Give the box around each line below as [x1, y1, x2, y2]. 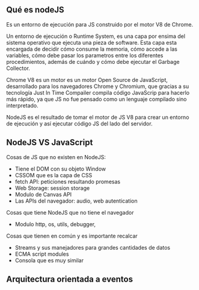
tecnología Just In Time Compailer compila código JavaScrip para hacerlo [6, 89, 190, 96]
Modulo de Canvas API [14, 191, 72, 198]
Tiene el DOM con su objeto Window [14, 165, 106, 172]
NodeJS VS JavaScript [6, 137, 93, 148]
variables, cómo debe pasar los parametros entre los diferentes [6, 51, 164, 59]
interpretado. [6, 102, 39, 109]
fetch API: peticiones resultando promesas [14, 178, 121, 185]
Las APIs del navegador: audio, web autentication [14, 197, 138, 204]
